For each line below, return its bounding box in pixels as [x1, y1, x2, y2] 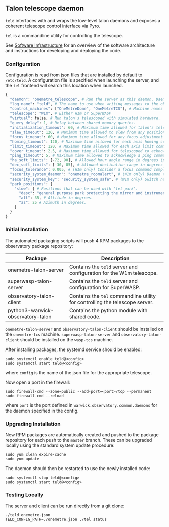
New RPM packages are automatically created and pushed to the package [5, 432, 159, 438]
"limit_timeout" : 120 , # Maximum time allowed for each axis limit [10, 144, 154, 149]
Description [101, 255, 130, 262]
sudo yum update [5, 456, 39, 462]
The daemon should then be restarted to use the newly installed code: [5, 465, 151, 472]
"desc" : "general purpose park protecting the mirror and [18, 191, 143, 196]
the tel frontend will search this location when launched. [5, 83, 123, 89]
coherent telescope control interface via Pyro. [5, 23, 101, 29]
